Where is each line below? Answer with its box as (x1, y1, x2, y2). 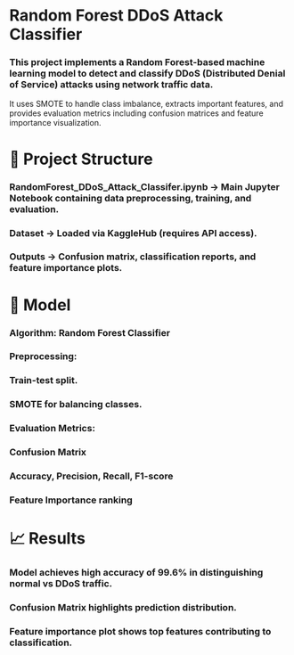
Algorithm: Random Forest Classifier (9, 326, 171, 339)
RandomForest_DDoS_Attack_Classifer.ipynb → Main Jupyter (9, 180, 281, 192)
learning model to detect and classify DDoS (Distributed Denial (9, 68, 286, 80)
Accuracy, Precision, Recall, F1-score (9, 470, 174, 482)
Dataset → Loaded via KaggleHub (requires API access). (9, 226, 257, 239)
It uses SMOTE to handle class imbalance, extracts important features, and (9, 99, 283, 110)
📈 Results (9, 528, 86, 549)
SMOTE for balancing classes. (9, 398, 143, 411)
